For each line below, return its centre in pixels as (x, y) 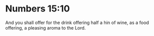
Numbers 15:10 (38, 9)
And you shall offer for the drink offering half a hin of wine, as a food (77, 22)
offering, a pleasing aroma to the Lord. (46, 27)
